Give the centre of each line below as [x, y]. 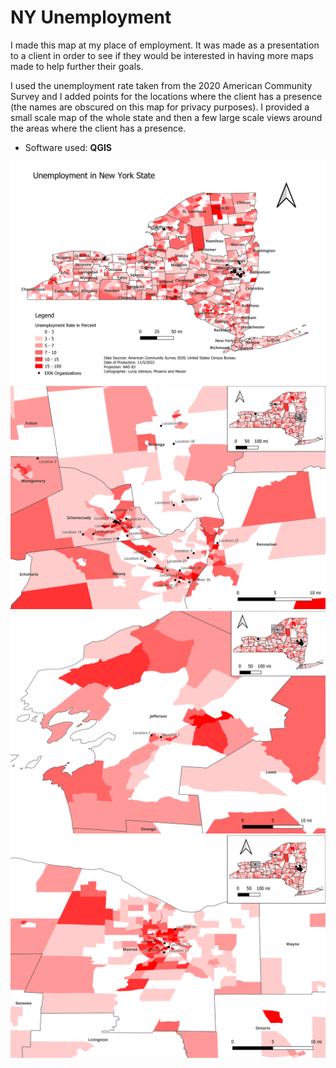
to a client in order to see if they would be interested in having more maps [162, 55]
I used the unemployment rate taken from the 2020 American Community [161, 85]
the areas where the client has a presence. [98, 128]
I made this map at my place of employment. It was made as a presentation [165, 45]
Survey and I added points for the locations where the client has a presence [166, 96]
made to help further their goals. [77, 66]
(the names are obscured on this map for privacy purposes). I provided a [160, 107]
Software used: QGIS [68, 147]
